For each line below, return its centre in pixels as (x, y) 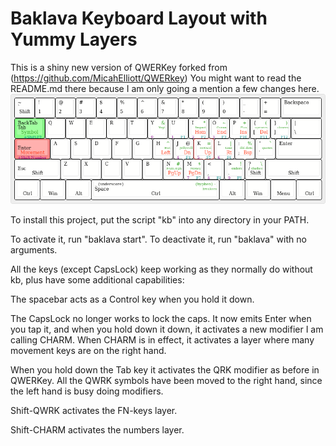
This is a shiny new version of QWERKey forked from (119, 67)
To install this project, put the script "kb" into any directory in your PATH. (160, 220)
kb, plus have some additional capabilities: (97, 280)
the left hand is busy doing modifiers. (87, 391)
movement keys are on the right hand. (88, 351)
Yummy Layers (74, 39)
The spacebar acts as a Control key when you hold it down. (132, 299)
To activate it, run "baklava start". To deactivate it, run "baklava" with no (158, 239)
